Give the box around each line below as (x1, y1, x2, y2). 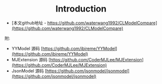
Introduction (55, 3, 107, 14)
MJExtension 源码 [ (11, 56, 50, 62)
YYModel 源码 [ (11, 45, 43, 51)
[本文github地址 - (11, 20, 47, 26)
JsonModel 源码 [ (11, 68, 47, 73)
